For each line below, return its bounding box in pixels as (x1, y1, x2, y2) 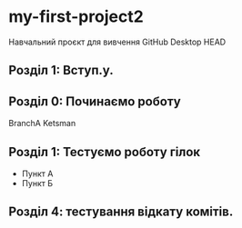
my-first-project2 (8, 6, 145, 27)
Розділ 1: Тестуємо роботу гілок (8, 144, 201, 160)
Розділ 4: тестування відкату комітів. (8, 204, 234, 220)
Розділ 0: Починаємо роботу (8, 94, 181, 109)
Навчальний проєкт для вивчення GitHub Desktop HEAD (8, 36, 227, 47)
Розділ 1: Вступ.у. (8, 63, 115, 78)
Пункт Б (21, 177, 54, 188)
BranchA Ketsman (8, 118, 76, 129)
